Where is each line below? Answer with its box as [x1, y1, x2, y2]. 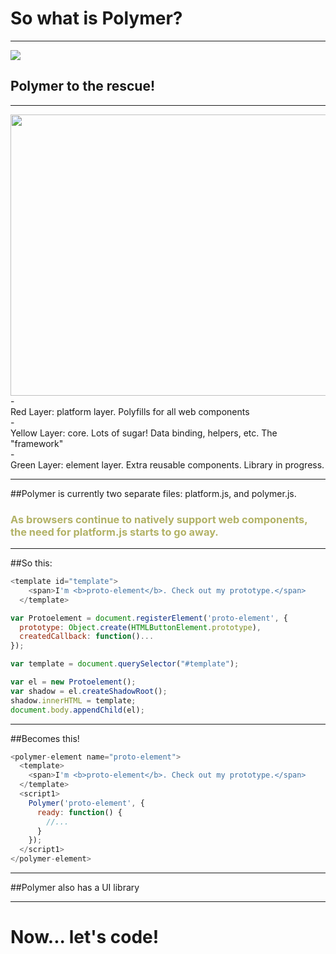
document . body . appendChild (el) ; [10, 705, 145, 715]
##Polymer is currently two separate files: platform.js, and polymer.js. [10, 487, 297, 499]
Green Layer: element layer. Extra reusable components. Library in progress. [10, 458, 325, 471]
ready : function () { [36, 807, 123, 817]
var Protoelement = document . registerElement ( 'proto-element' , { [10, 613, 288, 623]
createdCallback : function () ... [19, 632, 155, 642]
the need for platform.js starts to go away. [10, 525, 219, 539]
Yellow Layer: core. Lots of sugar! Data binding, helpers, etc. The [10, 427, 278, 439]
